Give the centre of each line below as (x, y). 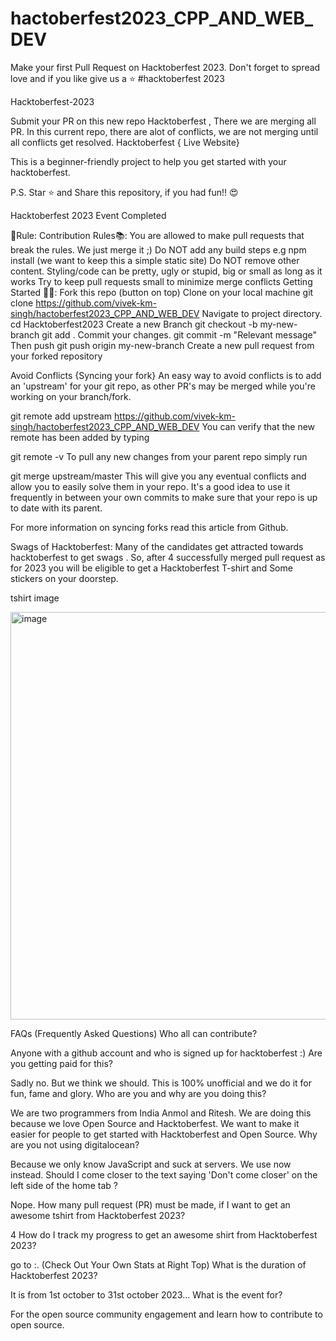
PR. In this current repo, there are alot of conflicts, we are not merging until (164, 131)
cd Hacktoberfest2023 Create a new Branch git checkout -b (134, 324)
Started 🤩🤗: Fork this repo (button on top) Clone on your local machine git (162, 292)
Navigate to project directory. (262, 313)
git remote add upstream (61, 416)
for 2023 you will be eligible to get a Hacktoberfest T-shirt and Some (151, 568)
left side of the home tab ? (64, 1185)
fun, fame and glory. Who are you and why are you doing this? (138, 1093)
